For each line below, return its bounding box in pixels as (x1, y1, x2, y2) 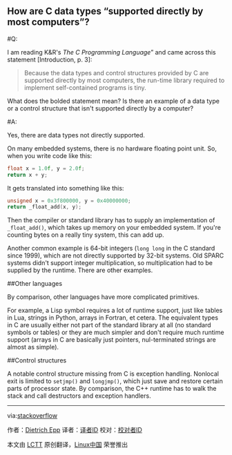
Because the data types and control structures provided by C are (23, 68, 209, 77)
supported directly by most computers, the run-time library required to (23, 76, 225, 84)
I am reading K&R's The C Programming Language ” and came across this (7, 48, 216, 56)
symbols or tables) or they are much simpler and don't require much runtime (7, 328, 224, 337)
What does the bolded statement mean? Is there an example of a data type (7, 97, 220, 105)
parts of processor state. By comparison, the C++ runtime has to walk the (7, 385, 217, 393)
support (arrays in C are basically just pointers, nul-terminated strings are (7, 336, 216, 344)
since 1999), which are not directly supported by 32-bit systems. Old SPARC (7, 251, 224, 260)
